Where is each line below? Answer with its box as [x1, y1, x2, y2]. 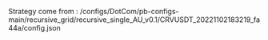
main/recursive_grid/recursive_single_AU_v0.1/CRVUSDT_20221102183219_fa [8, 15, 261, 24]
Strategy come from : [8, 7, 78, 16]
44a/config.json [8, 24, 62, 32]
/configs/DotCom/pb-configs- [79, 7, 179, 16]
